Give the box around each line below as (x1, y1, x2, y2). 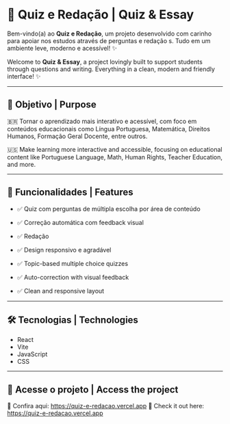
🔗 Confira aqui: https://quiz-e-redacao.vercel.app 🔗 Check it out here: (7, 402, 204, 410)
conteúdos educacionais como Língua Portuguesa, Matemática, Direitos (7, 124, 211, 133)
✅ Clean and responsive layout (16, 287, 105, 295)
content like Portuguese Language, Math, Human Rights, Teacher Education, (7, 153, 223, 161)
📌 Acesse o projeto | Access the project (7, 384, 179, 395)
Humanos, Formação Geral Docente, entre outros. (7, 132, 148, 140)
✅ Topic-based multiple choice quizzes (16, 259, 129, 267)
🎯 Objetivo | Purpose (7, 99, 97, 111)
